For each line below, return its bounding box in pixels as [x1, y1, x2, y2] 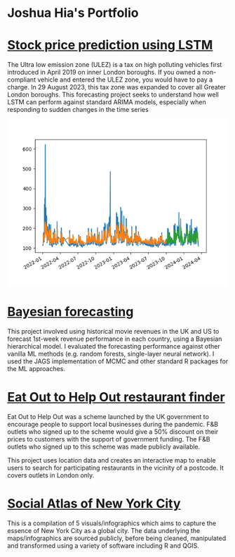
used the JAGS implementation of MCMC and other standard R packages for [7, 357, 229, 365]
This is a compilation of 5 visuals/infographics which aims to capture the [7, 519, 217, 527]
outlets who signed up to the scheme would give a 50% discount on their [7, 427, 219, 436]
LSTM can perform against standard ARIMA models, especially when [7, 98, 206, 106]
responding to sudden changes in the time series [7, 106, 149, 114]
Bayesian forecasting [7, 304, 134, 320]
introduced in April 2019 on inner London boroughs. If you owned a [7, 68, 201, 77]
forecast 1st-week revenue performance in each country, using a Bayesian [7, 334, 222, 343]
